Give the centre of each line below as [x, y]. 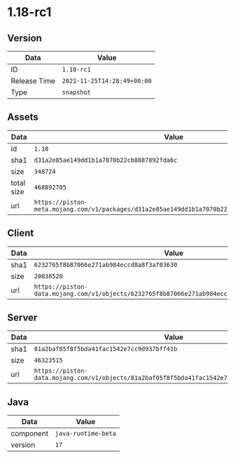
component [30, 434]
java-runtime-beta [86, 434]
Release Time [33, 81]
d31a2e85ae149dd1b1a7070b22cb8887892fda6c [106, 160]
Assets [23, 117]
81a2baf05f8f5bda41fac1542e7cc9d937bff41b [106, 349]
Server [22, 318]
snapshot [76, 92]
